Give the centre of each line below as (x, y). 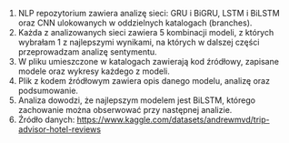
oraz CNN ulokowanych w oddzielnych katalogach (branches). (135, 23)
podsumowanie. (48, 91)
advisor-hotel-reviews (60, 129)
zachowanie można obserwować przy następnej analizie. (125, 110)
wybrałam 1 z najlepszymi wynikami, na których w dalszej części (139, 42)
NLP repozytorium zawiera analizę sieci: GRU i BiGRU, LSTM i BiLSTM (149, 13)
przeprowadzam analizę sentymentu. (87, 52)
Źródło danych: (46, 119)
